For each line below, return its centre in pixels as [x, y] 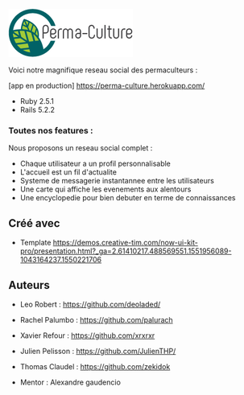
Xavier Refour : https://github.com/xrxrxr [87, 335]
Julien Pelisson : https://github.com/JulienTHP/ [98, 351]
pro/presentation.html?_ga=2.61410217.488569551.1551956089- [126, 251]
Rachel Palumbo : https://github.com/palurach [96, 319]
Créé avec [34, 223]
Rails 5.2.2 [37, 110]
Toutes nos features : [51, 130]
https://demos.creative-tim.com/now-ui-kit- [126, 243]
